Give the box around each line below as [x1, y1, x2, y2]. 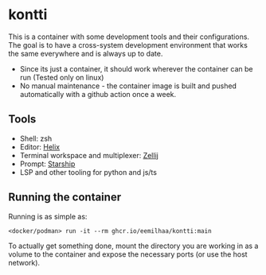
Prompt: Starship [19, 159, 76, 168]
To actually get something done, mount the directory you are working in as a [8, 241, 259, 250]
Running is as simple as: [8, 211, 88, 221]
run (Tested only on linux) [19, 72, 104, 82]
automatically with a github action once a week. [19, 89, 177, 99]
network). [8, 258, 41, 267]
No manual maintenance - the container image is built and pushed [19, 81, 237, 91]
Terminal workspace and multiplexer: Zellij [19, 150, 159, 160]
